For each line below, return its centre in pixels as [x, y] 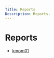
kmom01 [20, 51]
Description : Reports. [28, 14]
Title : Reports [20, 9]
